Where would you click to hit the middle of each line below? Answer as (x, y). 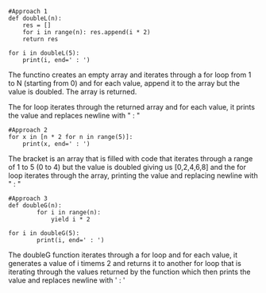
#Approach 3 (28, 199)
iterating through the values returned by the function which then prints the (129, 272)
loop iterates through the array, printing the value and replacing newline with (133, 175)
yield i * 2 (70, 219)
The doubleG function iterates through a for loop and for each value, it (123, 255)
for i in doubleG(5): (44, 233)
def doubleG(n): (35, 206)
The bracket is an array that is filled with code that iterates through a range (131, 158)
